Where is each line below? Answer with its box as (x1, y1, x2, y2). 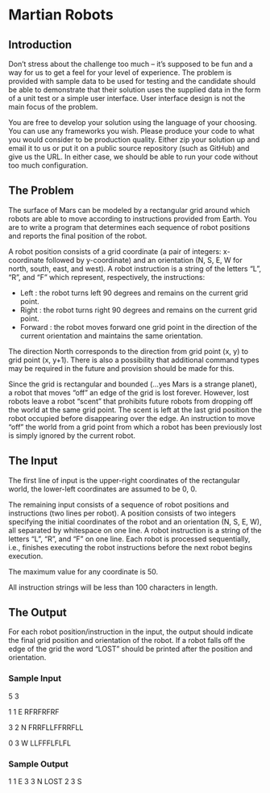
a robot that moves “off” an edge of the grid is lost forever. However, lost (8, 387, 250, 397)
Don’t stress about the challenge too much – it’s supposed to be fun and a (8, 59, 253, 69)
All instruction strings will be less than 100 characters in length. (8, 582, 218, 592)
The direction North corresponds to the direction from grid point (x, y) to (8, 346, 248, 356)
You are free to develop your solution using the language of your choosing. (8, 118, 257, 127)
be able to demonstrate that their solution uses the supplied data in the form (8, 85, 261, 94)
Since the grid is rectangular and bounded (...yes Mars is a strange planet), (8, 379, 257, 389)
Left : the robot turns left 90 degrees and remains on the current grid (19, 288, 248, 298)
